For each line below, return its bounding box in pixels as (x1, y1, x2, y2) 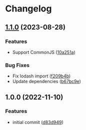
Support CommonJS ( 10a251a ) (12, 49, 76, 55)
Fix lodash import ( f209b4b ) (12, 73, 71, 79)
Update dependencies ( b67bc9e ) (12, 78, 81, 84)
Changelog (5, 3, 52, 14)
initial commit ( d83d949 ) (12, 119, 63, 125)
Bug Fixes (5, 61, 30, 68)
